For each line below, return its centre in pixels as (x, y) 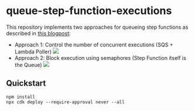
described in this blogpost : (39, 33)
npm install (21, 97)
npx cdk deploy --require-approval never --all (66, 102)
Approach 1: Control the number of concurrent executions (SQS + (94, 45)
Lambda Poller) (33, 52)
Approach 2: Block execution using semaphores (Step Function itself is (100, 58)
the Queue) (28, 65)
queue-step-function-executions (89, 11)
